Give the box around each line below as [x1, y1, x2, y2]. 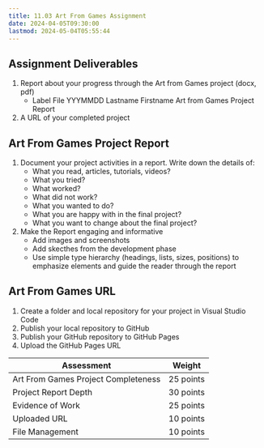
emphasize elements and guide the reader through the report [32, 261, 236, 271]
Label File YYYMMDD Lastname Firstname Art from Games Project [32, 96, 255, 105]
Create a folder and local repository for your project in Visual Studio [19, 305, 246, 316]
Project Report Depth [12, 386, 93, 398]
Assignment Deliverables [8, 57, 138, 70]
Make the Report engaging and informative [19, 227, 164, 236]
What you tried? [32, 175, 86, 185]
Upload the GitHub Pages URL [19, 340, 121, 350]
